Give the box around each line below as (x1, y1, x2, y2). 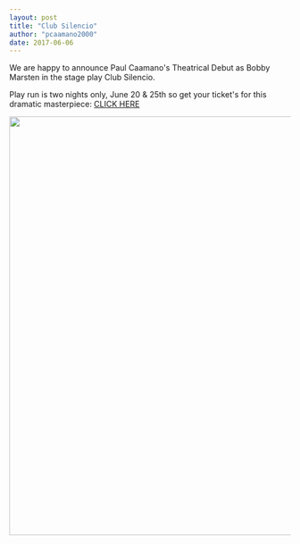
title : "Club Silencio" (9, 21, 98, 30)
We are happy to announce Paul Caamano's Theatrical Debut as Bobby (9, 63, 271, 73)
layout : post (9, 13, 58, 22)
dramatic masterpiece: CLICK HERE (9, 99, 140, 110)
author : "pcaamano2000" (9, 29, 98, 38)
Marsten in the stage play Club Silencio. (9, 72, 155, 83)
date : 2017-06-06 (9, 38, 74, 47)
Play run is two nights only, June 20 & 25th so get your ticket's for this (9, 89, 267, 100)
